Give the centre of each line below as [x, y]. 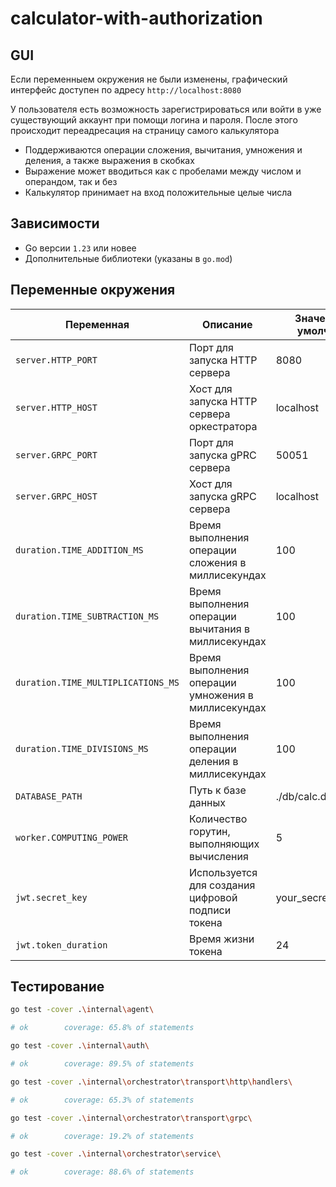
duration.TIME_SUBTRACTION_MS [87, 616]
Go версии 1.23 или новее [80, 248]
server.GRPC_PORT [56, 455]
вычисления [218, 856]
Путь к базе [217, 790]
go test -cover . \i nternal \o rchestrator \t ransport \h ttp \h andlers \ [151, 1082]
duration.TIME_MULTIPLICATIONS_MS [97, 682]
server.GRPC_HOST [56, 496]
